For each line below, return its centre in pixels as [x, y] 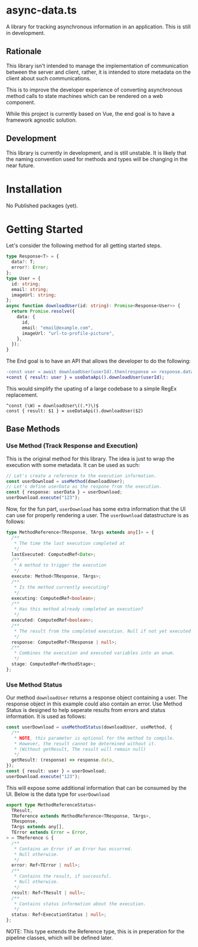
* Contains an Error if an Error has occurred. [73, 849]
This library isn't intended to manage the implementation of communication [97, 66]
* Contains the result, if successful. [63, 876]
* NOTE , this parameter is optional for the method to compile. [95, 738]
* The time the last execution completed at [70, 543]
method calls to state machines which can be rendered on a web [85, 96]
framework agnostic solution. [42, 120]
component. [21, 102]
